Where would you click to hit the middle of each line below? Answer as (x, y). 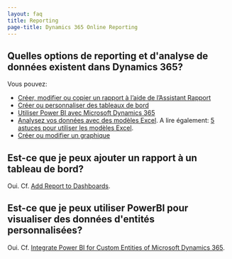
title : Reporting (33, 21)
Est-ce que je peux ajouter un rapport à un (102, 158)
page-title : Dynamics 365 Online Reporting (73, 27)
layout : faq (25, 14)
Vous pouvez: (27, 84)
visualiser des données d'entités (81, 220)
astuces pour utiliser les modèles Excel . (76, 128)
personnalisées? (45, 230)
